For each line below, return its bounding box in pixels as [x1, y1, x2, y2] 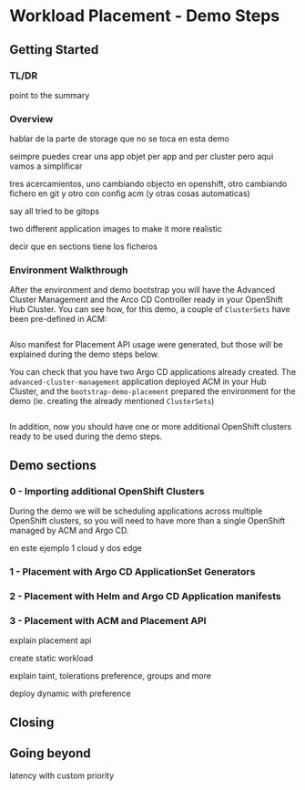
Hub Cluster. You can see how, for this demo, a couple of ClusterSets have [9, 304, 290, 315]
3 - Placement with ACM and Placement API [9, 614, 207, 627]
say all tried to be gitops [9, 206, 100, 217]
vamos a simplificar [9, 161, 83, 172]
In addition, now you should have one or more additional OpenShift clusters [9, 421, 292, 432]
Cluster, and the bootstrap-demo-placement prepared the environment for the [9, 386, 296, 397]
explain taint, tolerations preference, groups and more [9, 670, 212, 681]
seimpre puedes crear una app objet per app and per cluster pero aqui [9, 151, 274, 162]
